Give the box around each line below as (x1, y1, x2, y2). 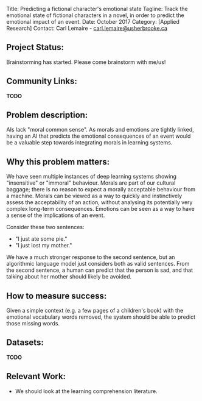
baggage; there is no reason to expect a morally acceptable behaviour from (6, 186, 196, 193)
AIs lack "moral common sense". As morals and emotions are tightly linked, (6, 126, 195, 133)
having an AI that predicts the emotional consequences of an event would (6, 132, 191, 140)
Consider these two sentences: (6, 224, 85, 231)
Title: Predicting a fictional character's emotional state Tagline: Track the (6, 5, 189, 12)
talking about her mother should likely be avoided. (6, 273, 132, 280)
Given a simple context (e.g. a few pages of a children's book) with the (6, 307, 184, 314)
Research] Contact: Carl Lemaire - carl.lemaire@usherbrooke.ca (6, 24, 168, 32)
